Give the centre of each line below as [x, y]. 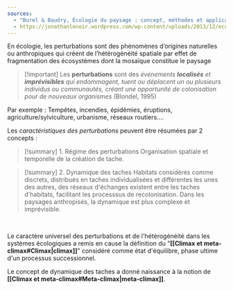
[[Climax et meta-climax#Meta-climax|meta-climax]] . [86, 279]
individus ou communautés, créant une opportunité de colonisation [120, 89]
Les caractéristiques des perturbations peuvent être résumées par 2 [105, 131]
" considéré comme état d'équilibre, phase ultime [148, 251]
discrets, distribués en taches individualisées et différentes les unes [121, 180]
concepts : [23, 138]
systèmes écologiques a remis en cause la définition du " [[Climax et [105, 244]
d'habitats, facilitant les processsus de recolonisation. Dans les [114, 194]
